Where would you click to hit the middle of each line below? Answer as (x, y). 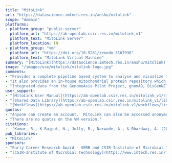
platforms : (17, 24)
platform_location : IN (34, 43)
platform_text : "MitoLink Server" (47, 39)
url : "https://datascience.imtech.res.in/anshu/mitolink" (68, 15)
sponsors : (16, 143)
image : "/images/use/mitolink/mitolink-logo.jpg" (59, 67)
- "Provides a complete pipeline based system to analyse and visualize (84, 77)
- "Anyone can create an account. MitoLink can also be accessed (78, 115)
